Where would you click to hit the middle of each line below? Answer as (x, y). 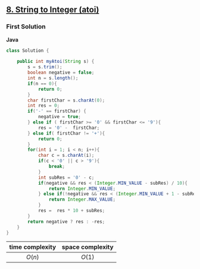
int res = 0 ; (44, 106)
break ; (57, 167)
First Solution (26, 27)
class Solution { (28, 50)
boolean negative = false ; (61, 73)
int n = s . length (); (53, 78)
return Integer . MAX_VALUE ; (82, 200)
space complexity (88, 247)
